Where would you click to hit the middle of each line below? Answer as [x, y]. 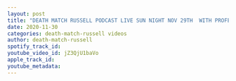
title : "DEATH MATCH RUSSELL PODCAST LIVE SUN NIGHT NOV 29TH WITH [110, 20]
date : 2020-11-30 [33, 27]
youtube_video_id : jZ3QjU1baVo [53, 54]
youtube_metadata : [34, 66]
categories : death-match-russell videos [67, 33]
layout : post [26, 14]
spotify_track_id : [34, 46]
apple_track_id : [31, 60]
